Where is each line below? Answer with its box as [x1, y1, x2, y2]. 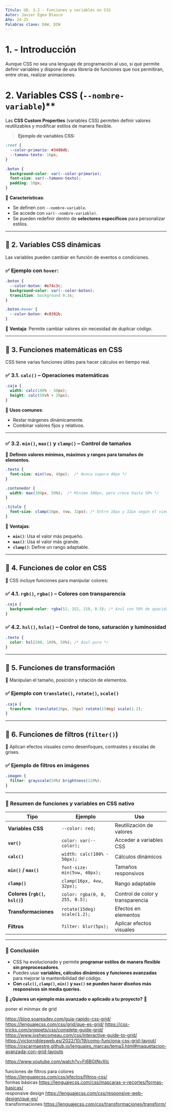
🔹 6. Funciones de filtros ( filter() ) [5, 730, 119, 738]
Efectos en [115, 905, 141, 912]
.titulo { [5, 504, 27, 510]
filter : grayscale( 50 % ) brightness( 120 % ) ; [10, 778, 102, 784]
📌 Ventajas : [5, 523, 30, 529]
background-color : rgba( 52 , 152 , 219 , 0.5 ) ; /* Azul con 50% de [10, 606, 150, 611]
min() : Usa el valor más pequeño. [12, 533, 83, 539]
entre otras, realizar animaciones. [5, 72, 76, 78]
